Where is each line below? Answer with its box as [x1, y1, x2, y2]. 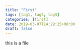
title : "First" [5, 7, 37, 13]
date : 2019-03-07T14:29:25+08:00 [5, 21, 75, 27]
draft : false [5, 26, 33, 31]
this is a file [5, 40, 29, 46]
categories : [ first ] [5, 17, 49, 22]
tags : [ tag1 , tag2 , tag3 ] [5, 12, 59, 17]
